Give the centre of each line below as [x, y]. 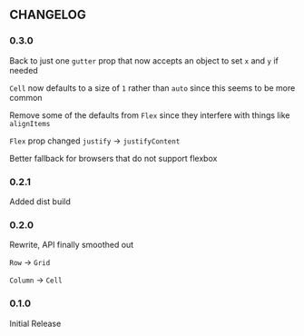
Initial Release [35, 323]
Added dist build [40, 201]
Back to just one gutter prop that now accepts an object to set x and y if [144, 60]
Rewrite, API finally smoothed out [72, 245]
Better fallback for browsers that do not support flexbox [113, 158]
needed [24, 70]
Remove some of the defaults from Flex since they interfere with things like [150, 115]
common [26, 97]
